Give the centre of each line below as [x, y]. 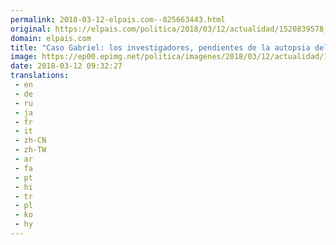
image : [24, 57]
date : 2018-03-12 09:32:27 [66, 66]
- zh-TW [30, 150]
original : [31, 29]
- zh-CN [30, 141]
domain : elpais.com [51, 38]
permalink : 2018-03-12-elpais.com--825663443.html [118, 19]
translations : [40, 76]
